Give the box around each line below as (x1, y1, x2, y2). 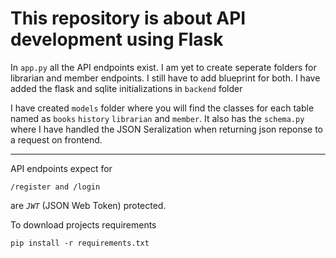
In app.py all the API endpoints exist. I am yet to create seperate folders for (10, 61, 317, 73)
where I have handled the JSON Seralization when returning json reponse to (10, 123, 324, 135)
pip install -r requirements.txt (10, 238, 150, 248)
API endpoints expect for (10, 162, 113, 174)
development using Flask (10, 28, 224, 51)
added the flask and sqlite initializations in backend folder (10, 82, 243, 94)
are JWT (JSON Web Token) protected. (10, 199, 167, 211)
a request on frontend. (10, 133, 103, 146)
